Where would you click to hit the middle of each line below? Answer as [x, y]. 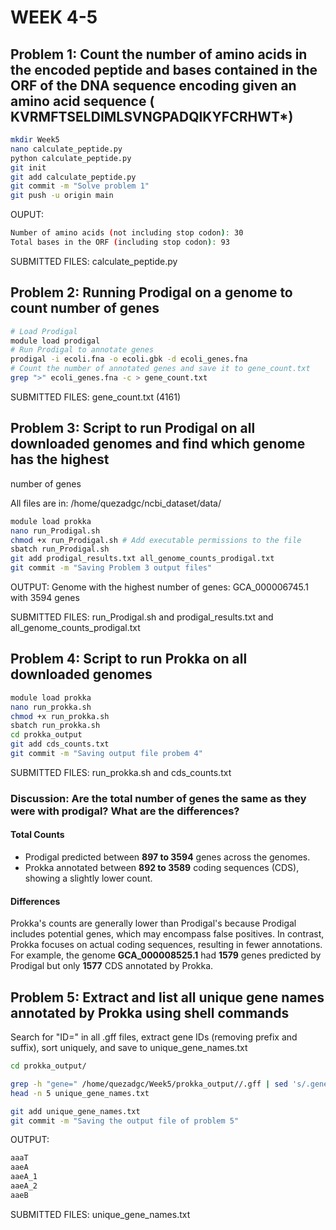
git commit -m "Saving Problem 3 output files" [111, 568]
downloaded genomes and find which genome [158, 444]
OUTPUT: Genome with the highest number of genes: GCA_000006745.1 [159, 587]
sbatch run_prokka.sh [55, 726]
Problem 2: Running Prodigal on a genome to [151, 292]
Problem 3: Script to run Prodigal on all [133, 428]
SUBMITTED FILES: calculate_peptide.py [94, 261]
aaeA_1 [24, 1177]
